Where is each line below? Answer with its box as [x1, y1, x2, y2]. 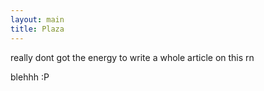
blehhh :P [10, 71, 50, 83]
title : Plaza [10, 24, 65, 34]
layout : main [10, 14, 65, 25]
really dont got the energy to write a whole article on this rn [10, 51, 255, 63]
